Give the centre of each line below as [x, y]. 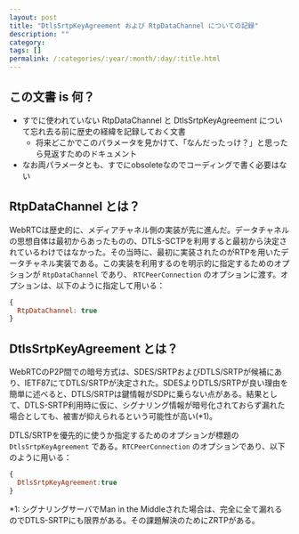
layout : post [33, 17]
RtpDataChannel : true [57, 311]
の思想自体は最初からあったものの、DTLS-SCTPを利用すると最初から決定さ [148, 240]
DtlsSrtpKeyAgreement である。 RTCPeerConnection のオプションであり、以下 [147, 447]
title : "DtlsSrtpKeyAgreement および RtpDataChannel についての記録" [134, 26]
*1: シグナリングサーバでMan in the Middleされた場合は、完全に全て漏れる [146, 509]
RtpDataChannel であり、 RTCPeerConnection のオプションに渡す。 [162, 274]
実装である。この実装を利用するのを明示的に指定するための [165, 263]
